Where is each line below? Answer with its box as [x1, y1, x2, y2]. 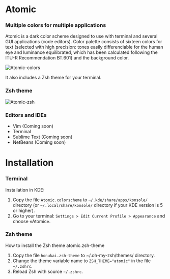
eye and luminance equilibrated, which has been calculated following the [5, 49, 158, 55]
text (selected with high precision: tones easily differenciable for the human [5, 44, 164, 50]
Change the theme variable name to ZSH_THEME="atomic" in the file [12, 258, 151, 264]
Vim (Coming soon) [12, 123, 53, 129]
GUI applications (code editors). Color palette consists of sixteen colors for [5, 39, 162, 45]
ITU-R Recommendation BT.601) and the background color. [5, 55, 129, 61]
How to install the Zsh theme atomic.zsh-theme [5, 242, 105, 249]
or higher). [12, 207, 35, 213]
